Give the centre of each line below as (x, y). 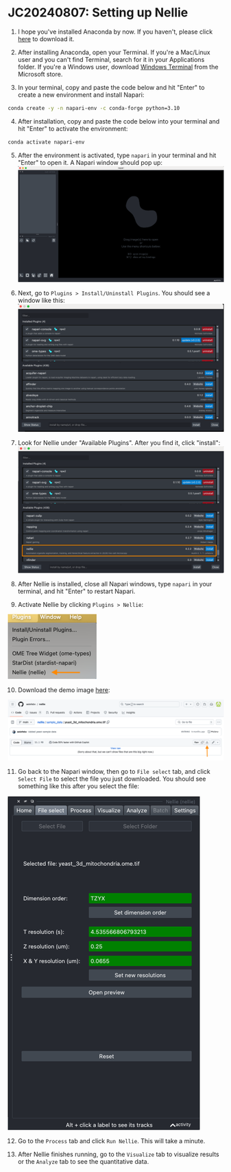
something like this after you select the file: (78, 786)
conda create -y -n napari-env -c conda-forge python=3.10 (94, 108)
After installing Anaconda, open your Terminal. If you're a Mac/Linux (114, 52)
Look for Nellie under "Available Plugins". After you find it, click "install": (119, 443)
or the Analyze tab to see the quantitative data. (83, 1161)
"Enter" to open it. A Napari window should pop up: (90, 162)
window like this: (41, 300)
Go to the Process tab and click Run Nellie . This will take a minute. (111, 1140)
